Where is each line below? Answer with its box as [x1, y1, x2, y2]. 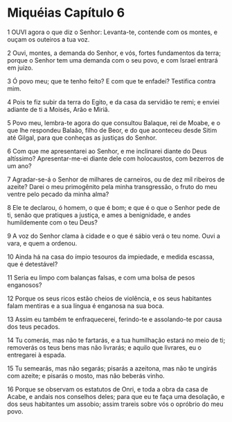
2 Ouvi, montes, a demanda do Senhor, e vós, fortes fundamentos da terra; [7, 49, 222, 57]
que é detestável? [7, 259, 58, 268]
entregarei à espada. [7, 350, 66, 359]
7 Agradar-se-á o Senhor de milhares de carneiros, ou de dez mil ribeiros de [7, 175, 225, 184]
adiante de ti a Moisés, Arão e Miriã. [7, 105, 110, 113]
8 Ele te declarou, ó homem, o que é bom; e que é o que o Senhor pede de [7, 203, 220, 211]
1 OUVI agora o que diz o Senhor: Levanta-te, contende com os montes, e [7, 28, 218, 36]
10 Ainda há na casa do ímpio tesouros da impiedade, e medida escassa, [7, 252, 215, 261]
